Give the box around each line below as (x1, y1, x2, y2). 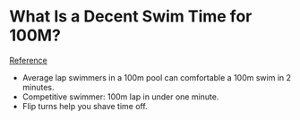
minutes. (21, 81, 56, 92)
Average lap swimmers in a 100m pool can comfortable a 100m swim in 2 (21, 72, 292, 82)
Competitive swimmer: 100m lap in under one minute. (21, 91, 219, 102)
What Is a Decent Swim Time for (9, 6, 253, 27)
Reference (9, 55, 47, 65)
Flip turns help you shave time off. (21, 100, 148, 111)
